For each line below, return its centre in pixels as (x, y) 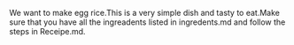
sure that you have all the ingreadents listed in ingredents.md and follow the (147, 22)
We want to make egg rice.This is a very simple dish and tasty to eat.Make (145, 13)
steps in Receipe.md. (47, 31)
